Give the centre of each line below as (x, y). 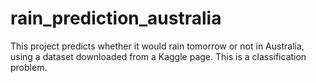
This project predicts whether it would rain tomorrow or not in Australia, (157, 46)
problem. (29, 67)
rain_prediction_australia (116, 18)
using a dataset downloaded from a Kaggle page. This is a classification (158, 56)
